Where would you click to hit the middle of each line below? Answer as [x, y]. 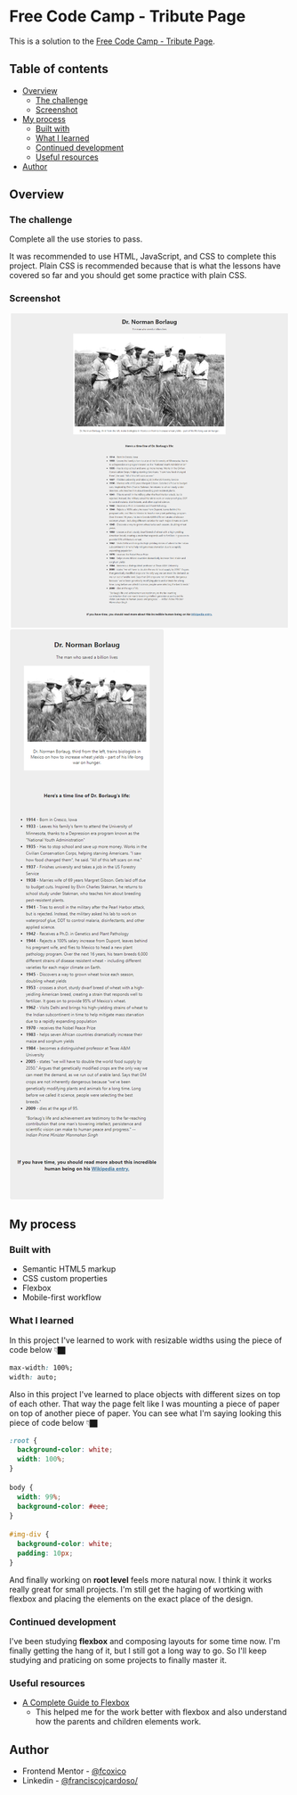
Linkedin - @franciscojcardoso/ [80, 1781]
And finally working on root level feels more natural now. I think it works [141, 1579]
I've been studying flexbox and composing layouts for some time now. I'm [145, 1642]
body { [21, 1487]
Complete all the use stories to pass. [76, 239]
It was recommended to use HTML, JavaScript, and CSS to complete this [143, 257]
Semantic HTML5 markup [69, 1269]
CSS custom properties [65, 1279]
